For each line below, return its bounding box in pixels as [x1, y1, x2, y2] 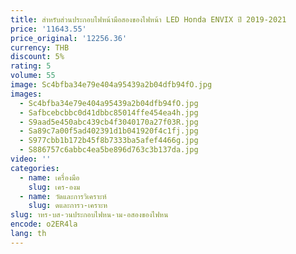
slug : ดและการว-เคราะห [28, 201, 108, 211]
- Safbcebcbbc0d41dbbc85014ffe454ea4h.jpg [19, 107, 199, 118]
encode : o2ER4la [10, 219, 78, 230]
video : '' [10, 154, 52, 164]
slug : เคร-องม [28, 182, 81, 192]
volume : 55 [10, 71, 56, 81]
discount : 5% [10, 52, 65, 62]
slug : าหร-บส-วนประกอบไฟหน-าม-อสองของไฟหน [10, 210, 169, 220]
